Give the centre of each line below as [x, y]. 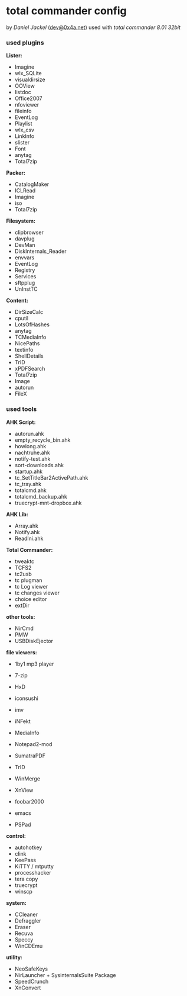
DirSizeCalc [29, 312]
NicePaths [27, 343]
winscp [23, 891]
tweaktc [24, 561]
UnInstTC [26, 289]
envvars [24, 258]
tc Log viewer [31, 586]
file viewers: [22, 652]
